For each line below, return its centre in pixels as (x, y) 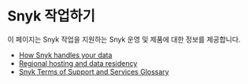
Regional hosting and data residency (78, 63)
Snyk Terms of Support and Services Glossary (94, 71)
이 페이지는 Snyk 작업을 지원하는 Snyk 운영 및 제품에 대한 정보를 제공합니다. (124, 39)
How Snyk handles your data (65, 55)
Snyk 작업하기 (52, 16)
